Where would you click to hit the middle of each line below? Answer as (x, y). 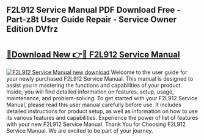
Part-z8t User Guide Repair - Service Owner (92, 20)
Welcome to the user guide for (149, 72)
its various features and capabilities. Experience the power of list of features (102, 118)
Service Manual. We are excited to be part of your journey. (80, 131)
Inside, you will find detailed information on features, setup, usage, (90, 92)
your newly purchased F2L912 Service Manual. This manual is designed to (100, 79)
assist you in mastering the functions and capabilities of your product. (94, 85)
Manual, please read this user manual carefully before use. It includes (94, 105)
